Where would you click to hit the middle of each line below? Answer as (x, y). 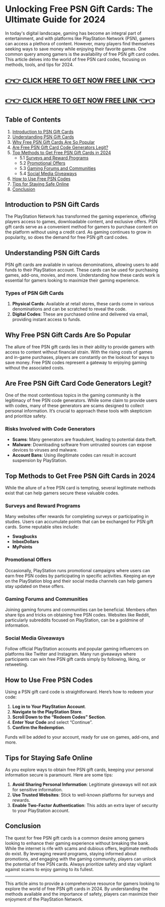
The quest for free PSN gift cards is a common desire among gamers (75, 838)
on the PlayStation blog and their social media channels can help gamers (79, 581)
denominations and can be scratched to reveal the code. (69, 309)
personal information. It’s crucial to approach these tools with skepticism (78, 411)
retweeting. (17, 664)
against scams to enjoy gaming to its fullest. (50, 869)
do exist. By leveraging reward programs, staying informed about (71, 853)
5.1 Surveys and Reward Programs (54, 158)
